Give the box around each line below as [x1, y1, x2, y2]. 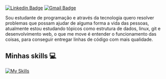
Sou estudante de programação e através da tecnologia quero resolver [5, 15, 154, 20]
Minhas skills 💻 [5, 51, 57, 61]
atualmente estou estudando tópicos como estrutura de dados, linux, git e [5, 25, 161, 32]
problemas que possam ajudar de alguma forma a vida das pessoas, [5, 20, 149, 26]
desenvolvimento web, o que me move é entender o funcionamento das [5, 31, 157, 37]
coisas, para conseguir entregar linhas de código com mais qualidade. [5, 36, 153, 42]
